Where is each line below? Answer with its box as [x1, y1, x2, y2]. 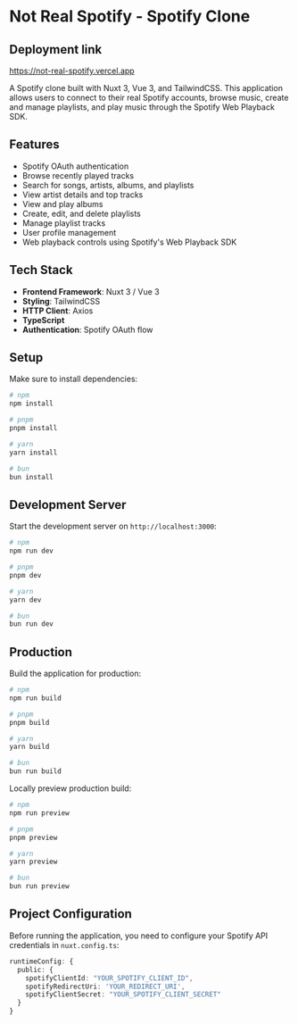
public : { [17, 965, 54, 974]
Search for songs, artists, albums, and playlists [21, 179, 195, 190]
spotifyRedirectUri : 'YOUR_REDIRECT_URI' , [25, 982, 186, 991]
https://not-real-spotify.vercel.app [9, 65, 136, 76]
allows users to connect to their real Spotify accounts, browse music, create [9, 92, 289, 103]
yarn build [9, 743, 50, 752]
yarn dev [9, 595, 42, 604]
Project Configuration [9, 906, 132, 921]
